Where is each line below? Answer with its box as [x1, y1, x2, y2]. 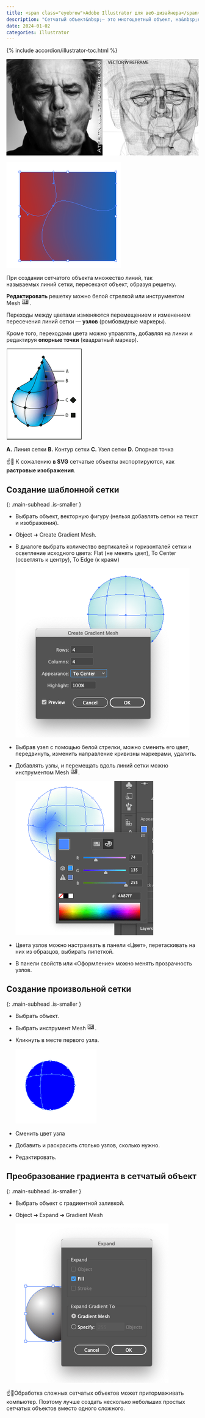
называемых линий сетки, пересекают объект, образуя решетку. [6, 281, 177, 288]
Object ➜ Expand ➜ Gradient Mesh [15, 1211, 103, 1218]
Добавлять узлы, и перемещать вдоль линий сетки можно [15, 762, 169, 769]
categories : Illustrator [6, 29, 70, 36]
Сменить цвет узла [15, 1129, 65, 1137]
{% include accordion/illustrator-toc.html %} [6, 47, 118, 55]
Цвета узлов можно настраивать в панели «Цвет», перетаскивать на [15, 941, 196, 949]
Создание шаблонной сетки [6, 485, 120, 495]
